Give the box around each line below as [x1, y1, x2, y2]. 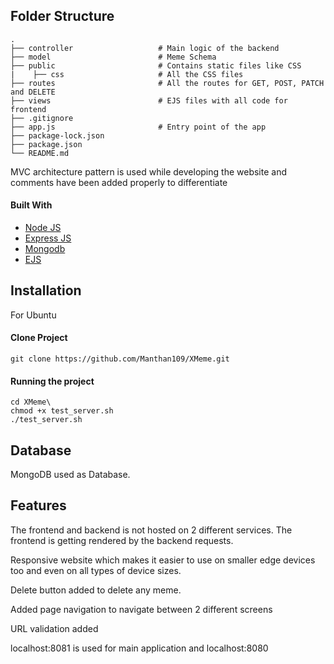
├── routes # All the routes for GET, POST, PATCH [10, 78, 325, 88]
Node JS [24, 222, 62, 234]
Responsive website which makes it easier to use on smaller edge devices [10, 554, 316, 566]
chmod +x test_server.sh [10, 406, 114, 416]
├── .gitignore [10, 113, 74, 123]
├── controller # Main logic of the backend [10, 43, 280, 53]
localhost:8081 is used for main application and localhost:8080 [10, 642, 269, 654]
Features [10, 497, 67, 514]
